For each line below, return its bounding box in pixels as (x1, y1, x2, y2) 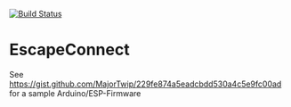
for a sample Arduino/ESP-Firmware (9, 87, 141, 98)
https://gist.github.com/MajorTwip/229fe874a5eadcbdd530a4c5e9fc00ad (9, 78, 282, 89)
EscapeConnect (9, 40, 131, 60)
